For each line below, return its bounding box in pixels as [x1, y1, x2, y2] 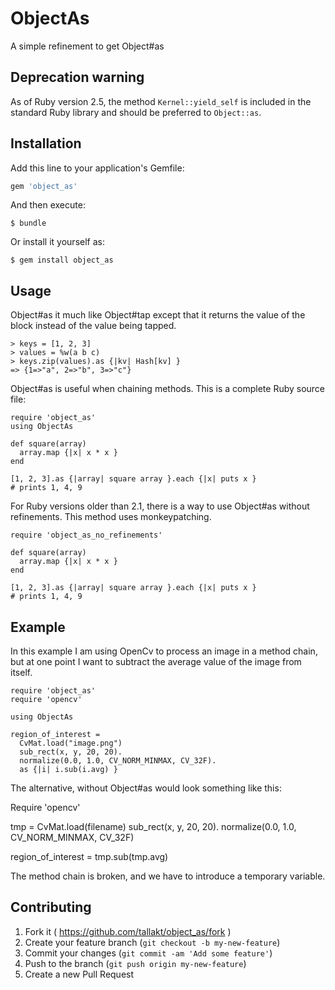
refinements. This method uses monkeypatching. [10, 511, 212, 523]
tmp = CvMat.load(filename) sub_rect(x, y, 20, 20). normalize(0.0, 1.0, [10, 821, 297, 833]
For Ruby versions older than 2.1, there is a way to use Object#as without [10, 500, 310, 512]
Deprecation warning [10, 69, 145, 86]
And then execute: [10, 199, 86, 211]
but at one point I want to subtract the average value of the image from [10, 656, 302, 668]
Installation [10, 135, 82, 152]
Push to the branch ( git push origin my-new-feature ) [24, 957, 247, 969]
